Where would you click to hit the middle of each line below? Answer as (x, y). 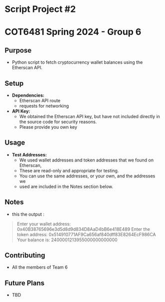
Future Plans (25, 283)
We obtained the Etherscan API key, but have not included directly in (90, 116)
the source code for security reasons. (58, 122)
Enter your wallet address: (44, 224)
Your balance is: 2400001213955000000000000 (67, 240)
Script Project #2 (40, 9)
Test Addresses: (29, 154)
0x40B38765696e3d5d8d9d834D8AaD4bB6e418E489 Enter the (83, 229)
